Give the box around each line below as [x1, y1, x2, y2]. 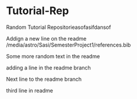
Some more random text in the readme [6, 52, 100, 60]
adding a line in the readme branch [6, 64, 92, 71]
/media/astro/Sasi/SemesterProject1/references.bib [6, 41, 131, 48]
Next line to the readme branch [6, 75, 82, 82]
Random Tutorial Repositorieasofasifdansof [6, 24, 111, 31]
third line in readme [6, 87, 53, 94]
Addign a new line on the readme [6, 35, 87, 42]
